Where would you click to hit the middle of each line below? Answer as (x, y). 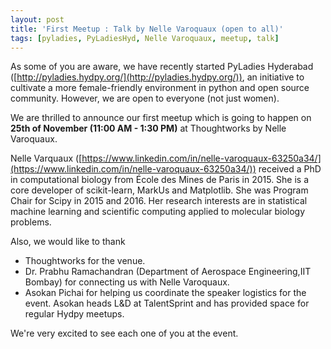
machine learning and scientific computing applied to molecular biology (158, 212)
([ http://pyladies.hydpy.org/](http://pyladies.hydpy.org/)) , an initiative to (157, 77)
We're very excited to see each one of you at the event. (124, 333)
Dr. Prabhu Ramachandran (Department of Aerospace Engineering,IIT (168, 272)
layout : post (37, 19)
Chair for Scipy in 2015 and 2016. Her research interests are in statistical (159, 201)
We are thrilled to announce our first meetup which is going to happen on (161, 118)
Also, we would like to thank (68, 242)
